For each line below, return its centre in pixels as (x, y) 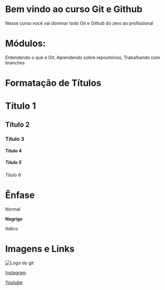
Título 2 (18, 124)
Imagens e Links (40, 249)
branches (15, 63)
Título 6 (13, 175)
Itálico (12, 229)
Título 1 (21, 106)
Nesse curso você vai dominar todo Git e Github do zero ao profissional (79, 23)
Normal (13, 209)
